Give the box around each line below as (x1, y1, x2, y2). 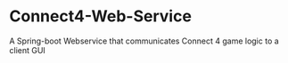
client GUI (9, 44, 46, 55)
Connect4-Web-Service (9, 6, 192, 27)
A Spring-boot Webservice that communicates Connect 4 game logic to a (9, 35, 279, 46)
